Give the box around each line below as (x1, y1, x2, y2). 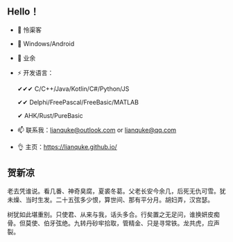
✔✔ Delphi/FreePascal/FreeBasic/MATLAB (17, 98, 139, 106)
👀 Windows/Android (17, 40, 75, 48)
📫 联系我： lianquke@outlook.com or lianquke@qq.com (17, 126, 177, 134)
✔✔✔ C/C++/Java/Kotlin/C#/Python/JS (17, 85, 130, 93)
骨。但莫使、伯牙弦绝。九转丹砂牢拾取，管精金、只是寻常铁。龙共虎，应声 (7, 218, 220, 227)
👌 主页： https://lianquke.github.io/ (17, 142, 118, 150)
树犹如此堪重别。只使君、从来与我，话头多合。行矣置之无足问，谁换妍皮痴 (7, 210, 220, 218)
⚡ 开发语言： (17, 68, 54, 77)
